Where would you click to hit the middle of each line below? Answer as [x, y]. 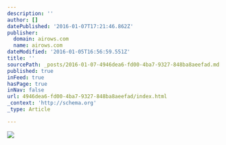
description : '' [30, 13]
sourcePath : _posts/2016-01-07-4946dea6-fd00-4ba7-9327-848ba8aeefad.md [113, 65]
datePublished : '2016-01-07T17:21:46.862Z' [70, 26]
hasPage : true [27, 84]
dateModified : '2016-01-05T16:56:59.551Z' [69, 52]
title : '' [21, 58]
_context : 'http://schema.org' [52, 103]
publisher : [23, 33]
